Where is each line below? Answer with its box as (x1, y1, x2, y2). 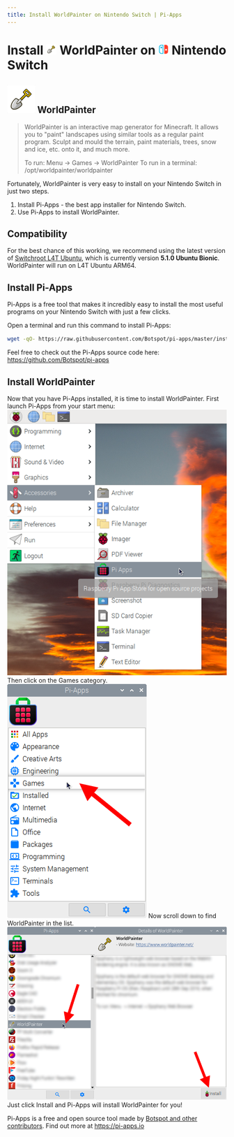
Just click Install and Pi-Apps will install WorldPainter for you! (7, 1101, 183, 1109)
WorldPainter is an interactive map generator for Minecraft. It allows (24, 122, 219, 131)
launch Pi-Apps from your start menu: (7, 402, 116, 410)
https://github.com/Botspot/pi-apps (7, 356, 109, 364)
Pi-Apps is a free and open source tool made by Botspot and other (7, 1114, 198, 1122)
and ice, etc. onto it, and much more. (24, 145, 130, 153)
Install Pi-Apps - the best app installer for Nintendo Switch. (17, 200, 187, 209)
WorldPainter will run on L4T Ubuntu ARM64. (7, 261, 137, 270)
